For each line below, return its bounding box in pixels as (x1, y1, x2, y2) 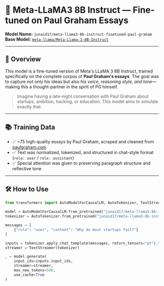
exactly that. (17, 104, 42, 109)
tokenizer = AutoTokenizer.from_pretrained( (5, 214, 97, 219)
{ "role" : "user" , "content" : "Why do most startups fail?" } (14, 227, 139, 232)
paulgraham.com (12, 144, 46, 150)
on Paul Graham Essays (31, 15, 128, 26)
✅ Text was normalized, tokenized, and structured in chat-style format (12, 149, 154, 155)
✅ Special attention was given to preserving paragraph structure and (12, 160, 151, 166)
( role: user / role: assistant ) (12, 155, 74, 161)
